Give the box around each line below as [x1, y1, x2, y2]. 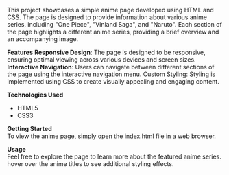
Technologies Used [7, 91, 64, 99]
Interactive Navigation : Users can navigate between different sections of [7, 63, 215, 71]
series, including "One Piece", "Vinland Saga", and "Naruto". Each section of [7, 21, 223, 28]
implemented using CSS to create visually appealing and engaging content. [7, 78, 219, 85]
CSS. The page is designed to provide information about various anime [7, 13, 208, 21]
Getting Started [7, 125, 53, 132]
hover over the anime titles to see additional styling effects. [7, 160, 174, 167]
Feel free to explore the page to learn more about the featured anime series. [7, 152, 221, 161]
